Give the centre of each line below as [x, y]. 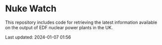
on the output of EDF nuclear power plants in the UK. [59, 27]
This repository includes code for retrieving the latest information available [81, 22]
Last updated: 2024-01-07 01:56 [38, 37]
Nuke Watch [31, 9]
